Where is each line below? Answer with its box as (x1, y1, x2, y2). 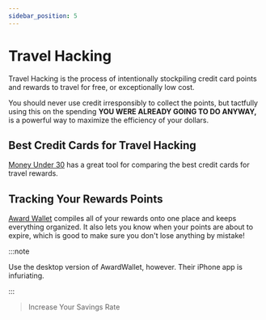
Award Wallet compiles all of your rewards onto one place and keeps (8, 214, 237, 224)
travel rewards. (8, 169, 58, 178)
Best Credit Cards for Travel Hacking (8, 139, 196, 152)
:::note (8, 246, 30, 256)
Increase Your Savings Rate (27, 302, 120, 312)
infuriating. (8, 271, 44, 280)
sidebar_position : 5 (8, 11, 78, 20)
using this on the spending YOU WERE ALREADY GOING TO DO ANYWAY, (8, 106, 257, 116)
